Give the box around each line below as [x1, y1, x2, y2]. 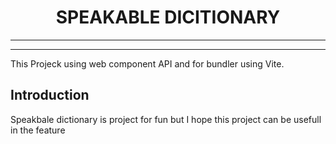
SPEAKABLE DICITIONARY [55, 6, 281, 29]
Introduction [10, 87, 90, 104]
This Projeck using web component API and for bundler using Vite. [10, 57, 285, 70]
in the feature [10, 124, 66, 136]
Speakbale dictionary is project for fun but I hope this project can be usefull [10, 113, 322, 125]
